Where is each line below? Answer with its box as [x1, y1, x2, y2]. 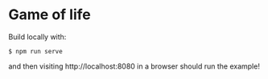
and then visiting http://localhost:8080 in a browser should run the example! [8, 61, 260, 71]
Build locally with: [8, 32, 67, 41]
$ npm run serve [8, 47, 63, 55]
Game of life [8, 6, 91, 24]
